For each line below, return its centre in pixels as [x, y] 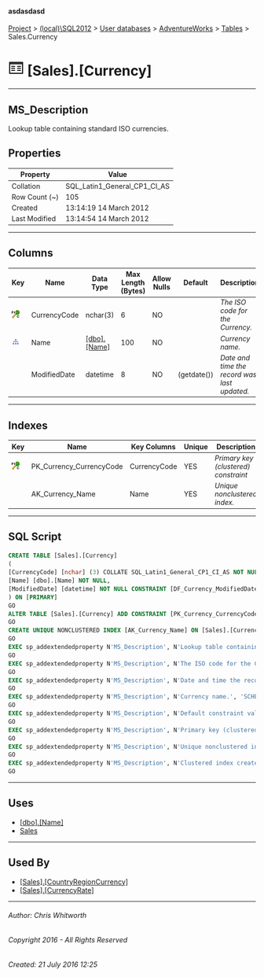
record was [238, 374]
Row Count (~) [35, 197]
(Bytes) [133, 291]
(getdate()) [196, 374]
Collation [26, 186]
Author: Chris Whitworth [48, 916]
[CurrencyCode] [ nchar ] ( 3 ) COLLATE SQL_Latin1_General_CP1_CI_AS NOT [126, 573]
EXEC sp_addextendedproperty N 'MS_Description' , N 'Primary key [114, 730]
